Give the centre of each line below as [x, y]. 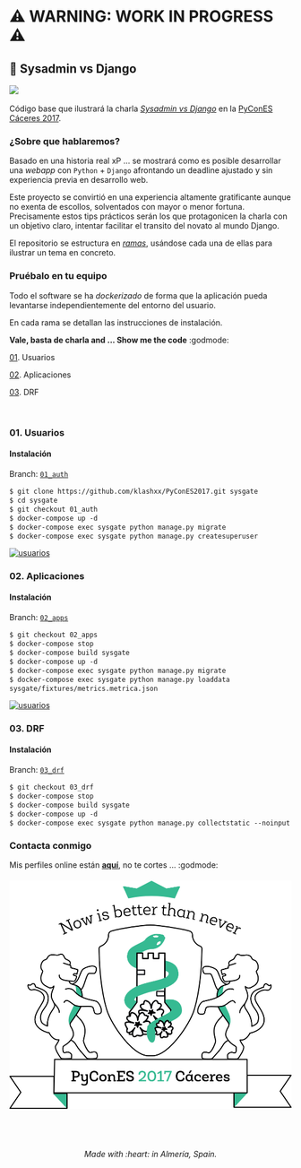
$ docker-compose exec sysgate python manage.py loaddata [120, 679]
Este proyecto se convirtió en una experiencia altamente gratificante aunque [150, 197]
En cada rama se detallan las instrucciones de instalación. [116, 322]
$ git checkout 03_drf [52, 787]
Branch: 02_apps [39, 617]
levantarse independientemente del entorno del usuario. [113, 305]
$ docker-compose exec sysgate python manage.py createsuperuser [133, 536]
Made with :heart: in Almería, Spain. [150, 1155]
